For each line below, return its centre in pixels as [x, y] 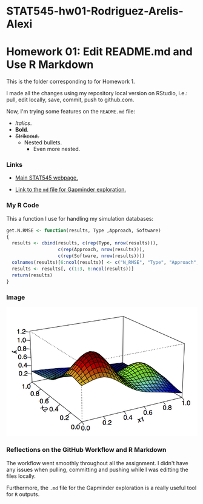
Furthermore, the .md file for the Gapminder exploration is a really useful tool [101, 488]
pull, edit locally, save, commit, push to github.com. [70, 100]
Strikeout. [27, 136]
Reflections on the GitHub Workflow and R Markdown [86, 450]
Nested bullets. [43, 143]
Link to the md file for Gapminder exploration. [70, 190]
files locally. [21, 476]
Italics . [23, 123]
